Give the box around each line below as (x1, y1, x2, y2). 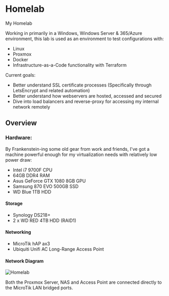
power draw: (5, 156, 32, 163)
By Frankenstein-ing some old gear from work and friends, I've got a (5, 146, 150, 152)
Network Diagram (5, 258, 44, 264)
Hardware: (5, 134, 32, 142)
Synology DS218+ (12, 212, 51, 218)
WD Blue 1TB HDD (12, 188, 52, 195)
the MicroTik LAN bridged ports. (5, 285, 73, 291)
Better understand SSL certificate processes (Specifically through (12, 82, 152, 88)
